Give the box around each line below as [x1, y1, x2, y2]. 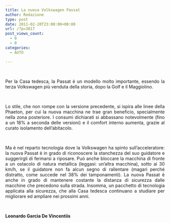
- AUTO [10, 50, 24, 55]
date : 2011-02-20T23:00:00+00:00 [5, 21, 76, 27]
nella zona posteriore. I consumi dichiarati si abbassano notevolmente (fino [5, 114, 165, 120]
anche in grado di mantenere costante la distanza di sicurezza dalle [5, 177, 165, 183]
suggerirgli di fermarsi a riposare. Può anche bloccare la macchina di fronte [5, 155, 165, 162]
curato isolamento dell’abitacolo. [5, 125, 73, 131]
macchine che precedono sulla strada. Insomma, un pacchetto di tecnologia [5, 182, 165, 188]
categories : [5, 45, 30, 50]
